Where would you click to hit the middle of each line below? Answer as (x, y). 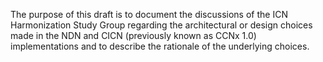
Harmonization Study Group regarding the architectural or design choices (161, 25)
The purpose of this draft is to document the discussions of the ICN (149, 14)
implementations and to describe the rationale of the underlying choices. (160, 46)
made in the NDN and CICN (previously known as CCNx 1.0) (133, 35)
